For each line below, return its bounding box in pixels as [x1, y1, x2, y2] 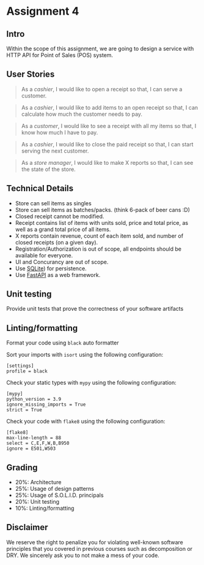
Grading [6, 462, 38, 472]
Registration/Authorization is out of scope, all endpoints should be [15, 245, 182, 252]
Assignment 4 [6, 4, 79, 18]
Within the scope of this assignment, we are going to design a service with [6, 45, 194, 52]
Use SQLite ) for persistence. [15, 265, 87, 272]
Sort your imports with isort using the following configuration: [6, 351, 164, 358]
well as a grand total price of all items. [15, 226, 111, 233]
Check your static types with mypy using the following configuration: [6, 379, 177, 387]
